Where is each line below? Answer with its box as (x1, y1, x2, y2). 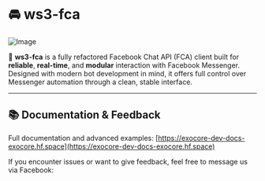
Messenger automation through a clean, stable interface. (8, 77, 193, 87)
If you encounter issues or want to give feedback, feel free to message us (8, 157, 248, 166)
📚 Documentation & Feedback (8, 109, 161, 122)
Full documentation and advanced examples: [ (8, 133, 159, 142)
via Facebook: (8, 165, 54, 175)
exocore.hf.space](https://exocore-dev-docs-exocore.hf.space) (8, 142, 215, 151)
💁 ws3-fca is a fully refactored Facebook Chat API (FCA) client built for (8, 52, 240, 61)
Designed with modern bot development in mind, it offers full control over (8, 68, 247, 78)
